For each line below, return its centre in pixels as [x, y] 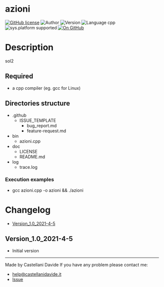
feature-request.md [46, 131]
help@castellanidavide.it [37, 274]
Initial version [25, 250]
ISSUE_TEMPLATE [38, 120]
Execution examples [30, 180]
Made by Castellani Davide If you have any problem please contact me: [76, 265]
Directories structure [38, 103]
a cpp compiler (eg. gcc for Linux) [46, 88]
